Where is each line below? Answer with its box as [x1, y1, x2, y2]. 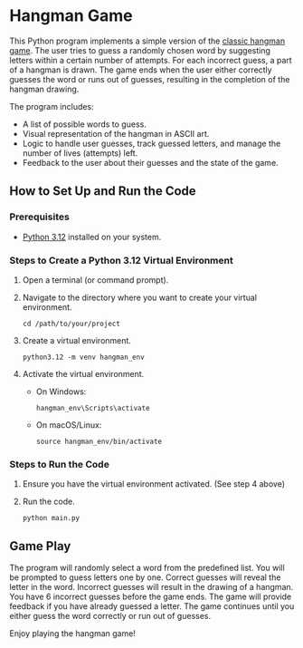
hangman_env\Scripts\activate [35, 403, 151, 412]
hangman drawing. [9, 83, 80, 94]
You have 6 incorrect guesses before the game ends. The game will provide [9, 591, 292, 603]
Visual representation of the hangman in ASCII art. [22, 128, 210, 139]
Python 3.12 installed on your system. [22, 231, 162, 242]
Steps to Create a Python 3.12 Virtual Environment [9, 254, 233, 266]
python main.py [22, 514, 80, 523]
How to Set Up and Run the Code [9, 183, 196, 199]
